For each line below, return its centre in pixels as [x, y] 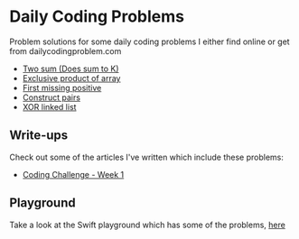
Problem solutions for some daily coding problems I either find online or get [150, 41]
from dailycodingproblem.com [65, 51]
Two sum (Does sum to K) [70, 69]
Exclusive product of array [71, 78]
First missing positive [62, 87]
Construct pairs [51, 97]
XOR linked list [49, 106]
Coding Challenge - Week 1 [73, 174]
